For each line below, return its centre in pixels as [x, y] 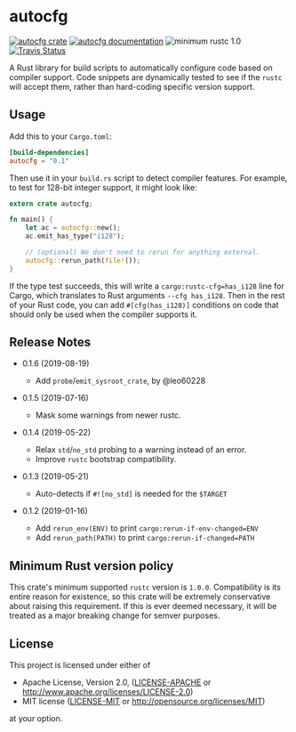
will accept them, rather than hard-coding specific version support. [132, 86]
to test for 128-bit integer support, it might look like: [104, 187]
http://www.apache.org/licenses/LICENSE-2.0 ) [108, 692]
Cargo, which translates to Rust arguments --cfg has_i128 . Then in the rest [147, 295]
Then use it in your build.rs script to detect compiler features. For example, [148, 178]
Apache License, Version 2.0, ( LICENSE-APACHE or [116, 682]
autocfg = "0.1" [39, 161]
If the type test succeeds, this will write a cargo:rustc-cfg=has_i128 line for [147, 286]
